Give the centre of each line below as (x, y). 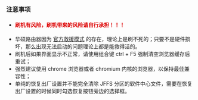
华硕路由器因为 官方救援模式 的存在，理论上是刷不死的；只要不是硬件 (100, 39)
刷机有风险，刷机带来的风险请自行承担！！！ (70, 24)
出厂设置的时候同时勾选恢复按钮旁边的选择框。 (72, 91)
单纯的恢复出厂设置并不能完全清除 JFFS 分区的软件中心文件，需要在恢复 (103, 84)
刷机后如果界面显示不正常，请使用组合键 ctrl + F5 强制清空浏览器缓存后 (102, 54)
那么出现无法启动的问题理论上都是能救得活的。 (83, 46)
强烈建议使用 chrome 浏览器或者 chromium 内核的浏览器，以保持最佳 (100, 69)
